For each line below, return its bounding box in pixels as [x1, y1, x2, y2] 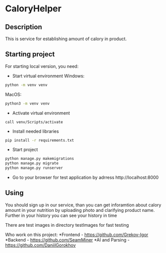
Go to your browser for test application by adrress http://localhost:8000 [12, 174, 159, 181]
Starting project [5, 50, 55, 58]
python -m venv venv [5, 82, 48, 87]
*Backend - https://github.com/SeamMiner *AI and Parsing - [5, 237, 130, 243]
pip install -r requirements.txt [5, 138, 74, 143]
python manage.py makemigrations [5, 156, 74, 161]
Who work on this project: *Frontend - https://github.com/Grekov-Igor [5, 231, 149, 238]
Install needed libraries [12, 128, 59, 134]
